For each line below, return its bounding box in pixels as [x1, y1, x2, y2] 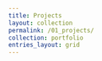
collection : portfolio [8, 33, 84, 42]
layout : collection [8, 19, 73, 27]
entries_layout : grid [8, 41, 80, 49]
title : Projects [8, 11, 62, 20]
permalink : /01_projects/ [8, 26, 94, 34]
